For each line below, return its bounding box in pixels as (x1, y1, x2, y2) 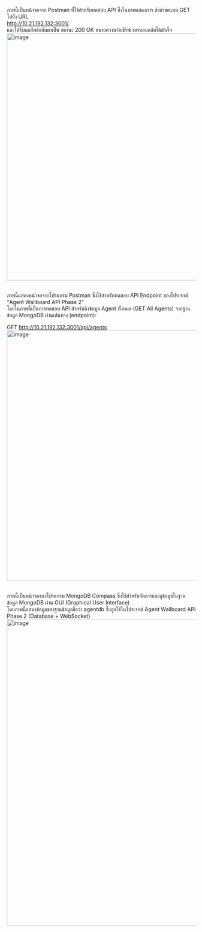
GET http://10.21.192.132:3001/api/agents (7, 324, 107, 330)
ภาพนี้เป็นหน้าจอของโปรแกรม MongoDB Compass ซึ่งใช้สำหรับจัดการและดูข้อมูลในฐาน (7, 592, 186, 599)
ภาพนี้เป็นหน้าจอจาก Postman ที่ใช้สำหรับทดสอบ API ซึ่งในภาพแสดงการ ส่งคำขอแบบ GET (7, 7, 191, 13)
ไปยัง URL (7, 13, 29, 20)
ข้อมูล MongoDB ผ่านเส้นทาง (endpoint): (7, 312, 97, 318)
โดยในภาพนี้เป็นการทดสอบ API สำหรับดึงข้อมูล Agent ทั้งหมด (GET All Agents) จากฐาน (7, 305, 191, 312)
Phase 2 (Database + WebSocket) (7, 612, 91, 620)
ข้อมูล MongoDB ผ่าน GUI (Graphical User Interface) (7, 599, 130, 606)
